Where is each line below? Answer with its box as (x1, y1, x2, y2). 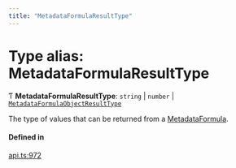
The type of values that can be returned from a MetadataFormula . (8, 114, 229, 123)
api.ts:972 (8, 150, 42, 160)
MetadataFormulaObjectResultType (8, 99, 122, 108)
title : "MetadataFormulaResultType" (8, 11, 133, 20)
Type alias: (8, 46, 84, 65)
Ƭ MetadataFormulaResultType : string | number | (8, 91, 175, 101)
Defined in (8, 132, 45, 142)
